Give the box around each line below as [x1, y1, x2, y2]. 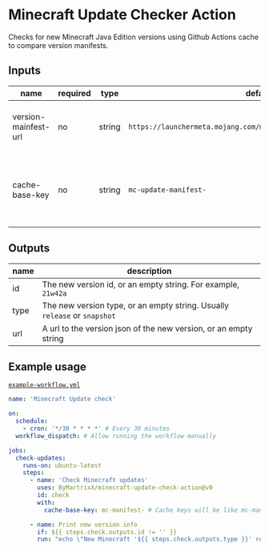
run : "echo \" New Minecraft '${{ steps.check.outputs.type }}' [37, 535, 252, 544]
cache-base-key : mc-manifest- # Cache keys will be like [43, 506, 239, 514]
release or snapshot [42, 310, 116, 321]
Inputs [8, 64, 42, 78]
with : [37, 498, 56, 506]
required [58, 87, 91, 99]
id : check [37, 491, 70, 499]
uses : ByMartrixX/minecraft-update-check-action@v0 [37, 484, 214, 492]
